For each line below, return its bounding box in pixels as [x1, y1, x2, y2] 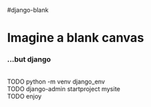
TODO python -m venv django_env [7, 77, 105, 86]
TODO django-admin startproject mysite [7, 85, 121, 93]
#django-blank [7, 6, 49, 14]
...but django [7, 55, 51, 64]
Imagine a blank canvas [7, 30, 144, 46]
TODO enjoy [7, 93, 42, 101]
